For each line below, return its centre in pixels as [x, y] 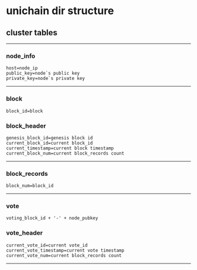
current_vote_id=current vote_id [47, 245]
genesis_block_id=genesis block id [50, 138]
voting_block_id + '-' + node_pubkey [52, 218]
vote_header [24, 233]
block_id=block [25, 111]
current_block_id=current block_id [50, 143]
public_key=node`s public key [43, 74]
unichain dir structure [60, 11]
